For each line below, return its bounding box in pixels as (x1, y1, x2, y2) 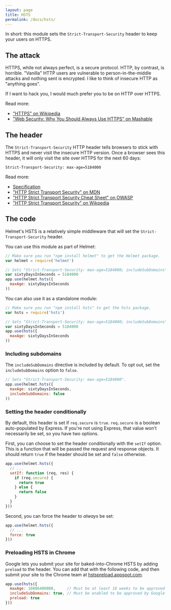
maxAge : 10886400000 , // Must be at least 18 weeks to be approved (10, 586, 165, 591)
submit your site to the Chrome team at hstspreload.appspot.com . (5, 571, 144, 577)
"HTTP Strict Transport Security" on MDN (12, 189, 100, 195)
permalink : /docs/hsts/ (5, 17, 56, 22)
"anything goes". (5, 81, 41, 87)
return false (18, 490, 47, 495)
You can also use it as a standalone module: (5, 295, 98, 301)
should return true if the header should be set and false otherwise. (5, 452, 147, 458)
